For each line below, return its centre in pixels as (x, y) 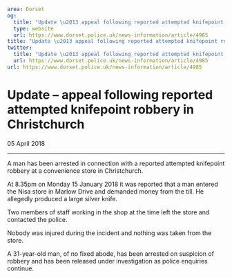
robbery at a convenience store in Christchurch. (75, 170)
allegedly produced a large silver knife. (62, 198)
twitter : (20, 48)
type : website (33, 28)
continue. (21, 268)
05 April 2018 (26, 143)
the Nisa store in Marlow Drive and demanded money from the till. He (106, 191)
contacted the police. (37, 219)
